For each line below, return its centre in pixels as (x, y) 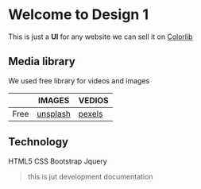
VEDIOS (93, 100)
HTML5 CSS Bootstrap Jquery (58, 161)
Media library (42, 62)
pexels (91, 114)
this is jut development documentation (90, 176)
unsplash (54, 114)
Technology (39, 142)
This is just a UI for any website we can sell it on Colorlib (100, 37)
